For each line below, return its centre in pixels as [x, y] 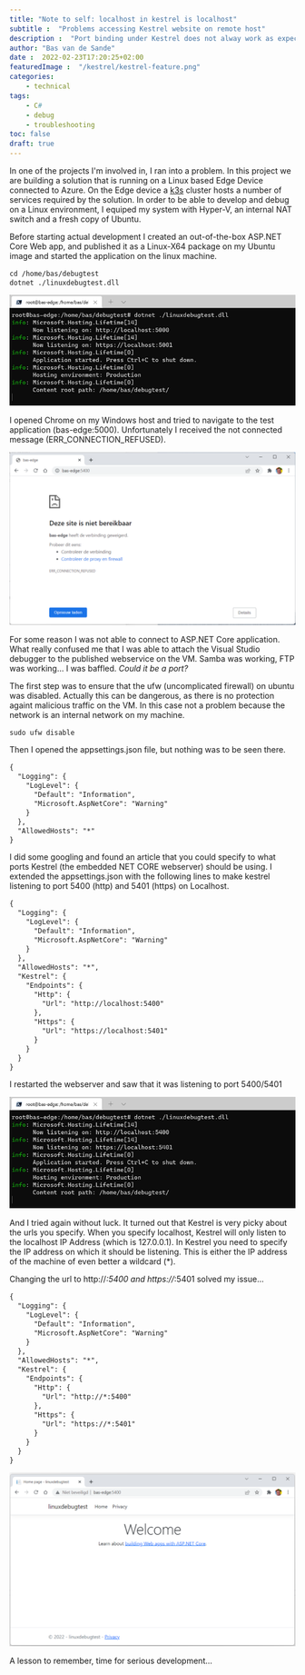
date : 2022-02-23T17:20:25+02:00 [77, 58]
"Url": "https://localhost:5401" [105, 1032]
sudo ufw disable [42, 733]
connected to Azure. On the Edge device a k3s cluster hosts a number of [146, 190]
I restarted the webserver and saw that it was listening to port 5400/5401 [146, 1084]
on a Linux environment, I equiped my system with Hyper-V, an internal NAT [151, 209]
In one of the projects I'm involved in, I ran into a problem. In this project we [151, 171]
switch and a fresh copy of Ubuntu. [75, 219]
